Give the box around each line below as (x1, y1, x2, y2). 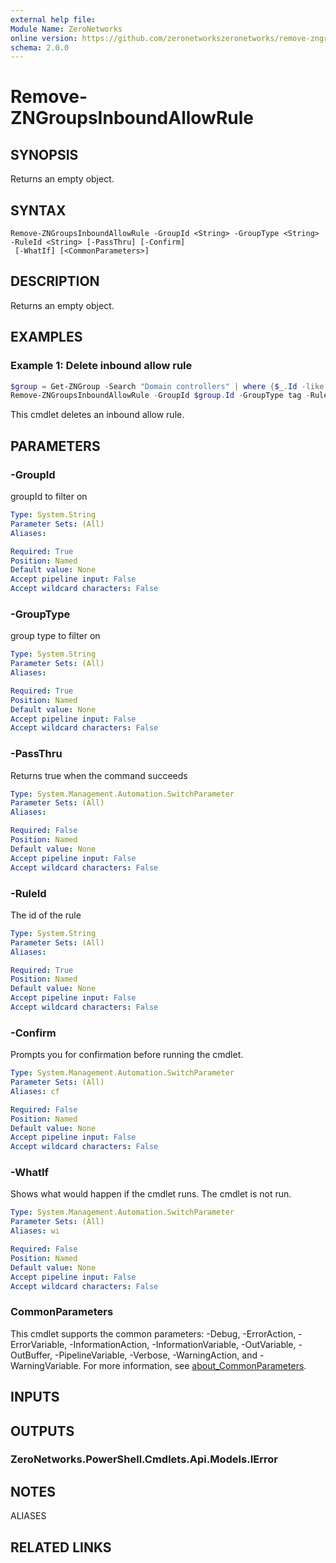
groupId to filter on (10, 491, 88, 502)
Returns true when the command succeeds (10, 769, 188, 781)
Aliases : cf (10, 1086, 60, 1096)
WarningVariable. (10, 1359, 82, 1371)
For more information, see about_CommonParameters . (83, 1359, 307, 1371)
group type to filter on (10, 630, 101, 642)
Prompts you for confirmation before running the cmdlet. (10, 1049, 244, 1061)
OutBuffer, (10, 1349, 53, 1361)
